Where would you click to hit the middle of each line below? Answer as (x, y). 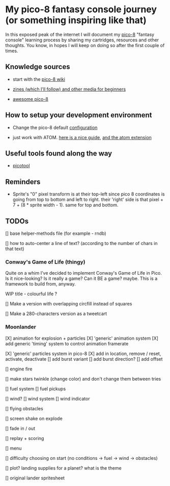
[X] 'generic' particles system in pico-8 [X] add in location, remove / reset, (83, 354)
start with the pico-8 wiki (39, 79)
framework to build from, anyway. (41, 284)
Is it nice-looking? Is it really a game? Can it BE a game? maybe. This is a (81, 279)
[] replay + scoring (25, 438)
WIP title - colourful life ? (31, 294)
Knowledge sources (38, 67)
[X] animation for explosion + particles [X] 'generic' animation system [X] (82, 338)
